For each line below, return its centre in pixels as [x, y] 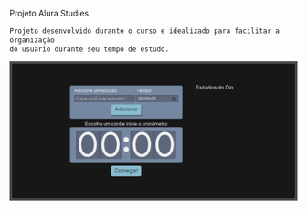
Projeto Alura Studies [49, 13]
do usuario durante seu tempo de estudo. [90, 49]
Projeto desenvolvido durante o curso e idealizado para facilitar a [145, 31]
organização [32, 40]
